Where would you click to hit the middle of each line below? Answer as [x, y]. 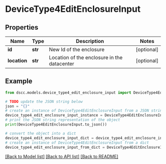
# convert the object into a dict [41, 133]
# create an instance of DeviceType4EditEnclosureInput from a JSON [77, 111]
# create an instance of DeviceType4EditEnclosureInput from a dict [77, 143]
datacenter [62, 64]
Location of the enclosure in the [85, 58]
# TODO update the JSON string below [44, 102]
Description [90, 41]
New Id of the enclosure [77, 49]
